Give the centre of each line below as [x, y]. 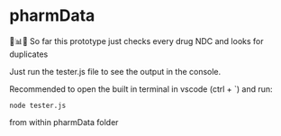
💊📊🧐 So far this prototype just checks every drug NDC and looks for [136, 41]
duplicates [29, 54]
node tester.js [38, 105]
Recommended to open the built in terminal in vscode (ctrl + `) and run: [141, 89]
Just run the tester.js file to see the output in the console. [115, 71]
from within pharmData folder [64, 122]
